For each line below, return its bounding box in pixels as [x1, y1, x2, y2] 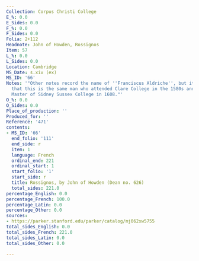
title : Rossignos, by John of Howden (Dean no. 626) [11, 180, 145, 186]
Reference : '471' [6, 119, 49, 125]
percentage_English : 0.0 [6, 190, 68, 196]
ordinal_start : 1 [11, 163, 54, 169]
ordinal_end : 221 [11, 158, 54, 164]
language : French [11, 152, 54, 158]
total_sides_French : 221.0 [6, 229, 73, 235]
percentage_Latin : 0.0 [6, 202, 62, 208]
